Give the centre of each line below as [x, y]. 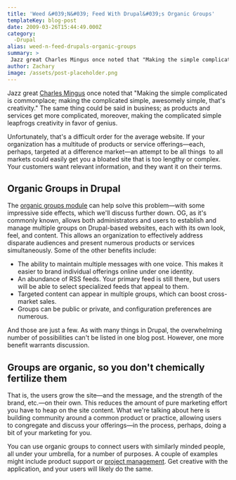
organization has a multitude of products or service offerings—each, [106, 144]
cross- [218, 294]
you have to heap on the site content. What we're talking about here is [109, 410]
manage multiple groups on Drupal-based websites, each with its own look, [117, 228]
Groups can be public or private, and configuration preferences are [114, 309]
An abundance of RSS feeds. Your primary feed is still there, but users [119, 279]
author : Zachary [31, 66]
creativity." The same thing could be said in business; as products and [109, 108]
